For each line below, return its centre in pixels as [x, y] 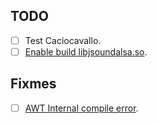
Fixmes [33, 84]
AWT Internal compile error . [81, 108]
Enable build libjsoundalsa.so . [86, 51]
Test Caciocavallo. [63, 40]
